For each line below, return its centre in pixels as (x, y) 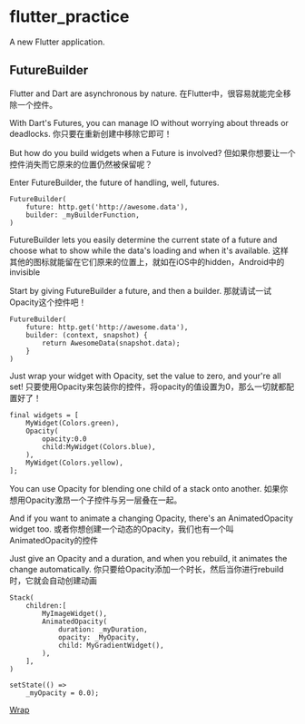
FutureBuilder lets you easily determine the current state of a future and (143, 240)
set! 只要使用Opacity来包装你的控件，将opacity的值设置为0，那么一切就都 (148, 386)
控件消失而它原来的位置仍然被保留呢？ (81, 164)
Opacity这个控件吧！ (48, 302)
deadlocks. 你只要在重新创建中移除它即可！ (91, 133)
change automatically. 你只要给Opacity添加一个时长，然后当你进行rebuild (147, 569)
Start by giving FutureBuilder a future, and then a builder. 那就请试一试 (141, 290)
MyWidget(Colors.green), (73, 423)
